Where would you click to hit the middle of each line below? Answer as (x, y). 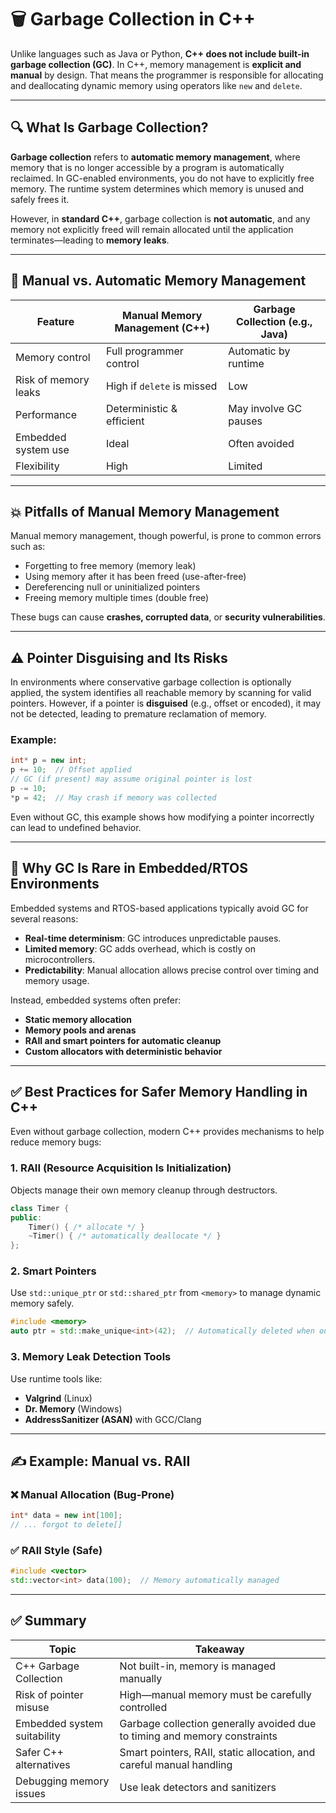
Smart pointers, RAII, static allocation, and (217, 1752)
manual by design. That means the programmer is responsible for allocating (167, 75)
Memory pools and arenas (80, 1030)
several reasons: (44, 918)
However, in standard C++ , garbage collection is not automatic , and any (160, 218)
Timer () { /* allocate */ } (86, 1227)
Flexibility (37, 466)
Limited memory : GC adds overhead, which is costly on (140, 948)
